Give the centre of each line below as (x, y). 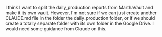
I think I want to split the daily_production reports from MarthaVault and (79, 7)
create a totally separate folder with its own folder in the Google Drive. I (80, 23)
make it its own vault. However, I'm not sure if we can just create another (81, 13)
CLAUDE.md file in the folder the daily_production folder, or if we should (80, 18)
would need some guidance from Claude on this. (56, 29)
